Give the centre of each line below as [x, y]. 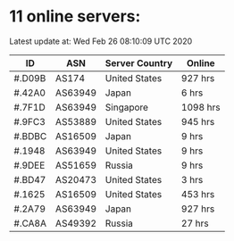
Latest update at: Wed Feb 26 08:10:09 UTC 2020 [101, 41]
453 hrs [198, 194]
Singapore [127, 107]
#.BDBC [30, 136]
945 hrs [198, 121]
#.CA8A [30, 223]
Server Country [139, 62]
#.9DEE [29, 165]
